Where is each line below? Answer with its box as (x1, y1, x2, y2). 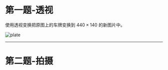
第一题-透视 (5, 4, 53, 16)
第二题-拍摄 (5, 56, 53, 67)
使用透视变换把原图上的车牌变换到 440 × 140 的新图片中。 (5, 22, 125, 28)
